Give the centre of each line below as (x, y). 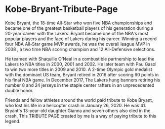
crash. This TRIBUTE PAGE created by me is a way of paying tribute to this (81, 116)
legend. (13, 121)
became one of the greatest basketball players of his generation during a (79, 28)
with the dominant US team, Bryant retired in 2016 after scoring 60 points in (82, 74)
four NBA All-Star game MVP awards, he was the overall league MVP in (78, 44)
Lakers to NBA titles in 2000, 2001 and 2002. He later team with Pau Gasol (81, 64)
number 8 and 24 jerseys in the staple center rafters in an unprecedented (80, 85)
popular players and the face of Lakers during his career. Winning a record (81, 39)
